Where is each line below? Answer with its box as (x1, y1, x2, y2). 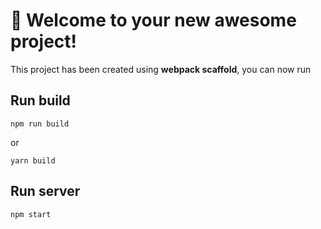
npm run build (10, 119, 70, 129)
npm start (10, 209, 52, 219)
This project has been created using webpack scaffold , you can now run (10, 63, 312, 75)
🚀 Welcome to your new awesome (10, 9, 297, 32)
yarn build (10, 155, 56, 166)
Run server (10, 183, 81, 200)
